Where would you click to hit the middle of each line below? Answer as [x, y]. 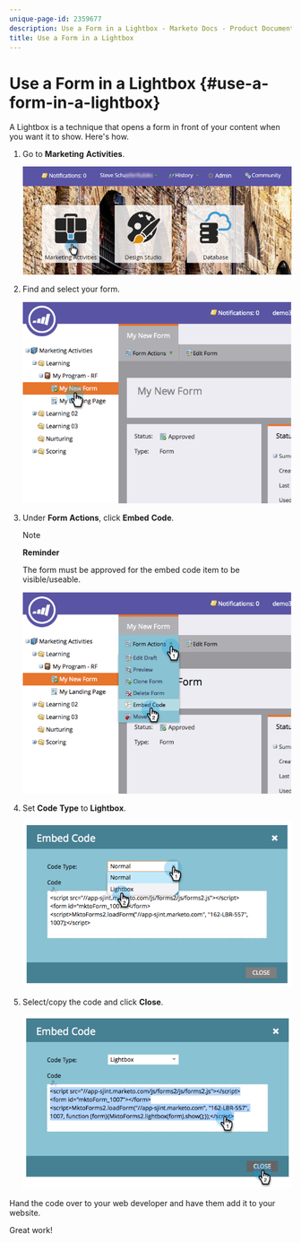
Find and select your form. [71, 289]
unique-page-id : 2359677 [56, 19]
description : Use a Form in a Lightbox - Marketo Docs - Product [133, 28]
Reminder [41, 552]
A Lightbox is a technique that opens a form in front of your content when [145, 127]
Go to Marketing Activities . [73, 154]
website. [25, 1213]
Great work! [31, 1230]
